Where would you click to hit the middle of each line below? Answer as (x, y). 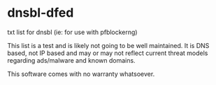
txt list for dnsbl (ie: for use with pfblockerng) (72, 32)
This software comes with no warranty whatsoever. (81, 74)
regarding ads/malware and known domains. (71, 60)
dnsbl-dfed (41, 13)
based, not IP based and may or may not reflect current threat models (108, 53)
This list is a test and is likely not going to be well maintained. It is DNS (108, 45)
